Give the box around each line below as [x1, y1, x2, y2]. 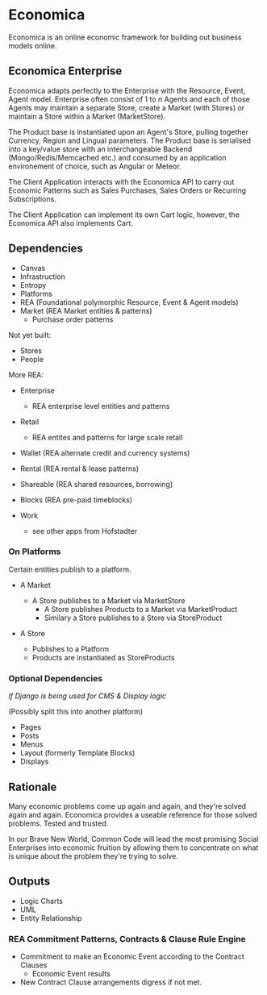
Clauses [19, 960, 48, 970]
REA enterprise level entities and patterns [31, 401, 170, 410]
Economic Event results [31, 969, 111, 979]
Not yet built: [8, 330, 52, 339]
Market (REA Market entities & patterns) [19, 306, 152, 315]
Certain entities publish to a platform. [8, 564, 131, 574]
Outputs [8, 875, 51, 889]
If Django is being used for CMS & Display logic [8, 691, 167, 701]
